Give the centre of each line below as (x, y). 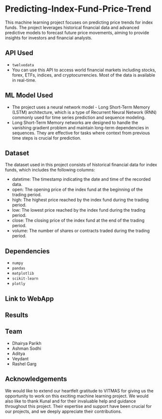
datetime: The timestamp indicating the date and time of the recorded (81, 179)
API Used (19, 53)
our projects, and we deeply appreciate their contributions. (64, 411)
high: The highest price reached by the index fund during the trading (80, 200)
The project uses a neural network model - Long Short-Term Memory (81, 107)
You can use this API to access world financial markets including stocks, (84, 70)
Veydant (20, 358)
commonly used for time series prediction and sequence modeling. (79, 117)
